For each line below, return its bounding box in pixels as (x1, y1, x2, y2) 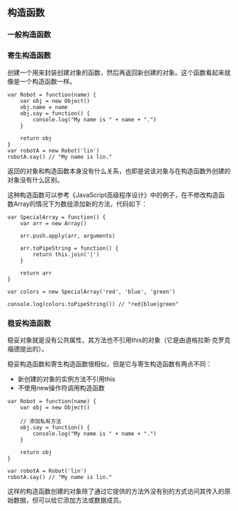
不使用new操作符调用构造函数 (17, 383, 105, 392)
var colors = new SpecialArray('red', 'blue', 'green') (7, 288, 176, 295)
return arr (20, 269, 52, 277)
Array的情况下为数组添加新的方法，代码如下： (13, 199, 147, 208)
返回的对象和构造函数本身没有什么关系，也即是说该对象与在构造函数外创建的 (7, 166, 231, 175)
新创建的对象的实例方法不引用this (17, 375, 115, 383)
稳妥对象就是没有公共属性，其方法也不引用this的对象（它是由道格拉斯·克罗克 (7, 336, 231, 344)
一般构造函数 (7, 30, 52, 40)
